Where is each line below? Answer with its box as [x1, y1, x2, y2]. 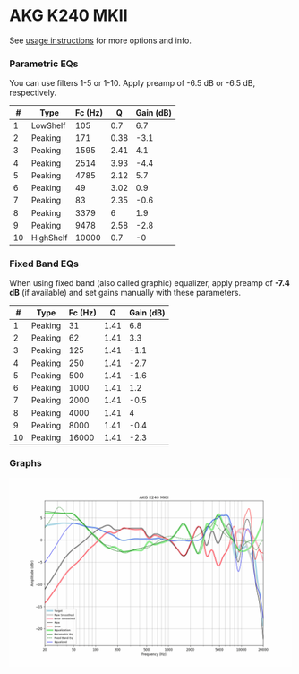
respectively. [9, 87, 56, 99]
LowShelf [30, 120, 66, 131]
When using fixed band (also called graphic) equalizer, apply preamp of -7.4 [9, 278, 291, 289]
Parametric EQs [9, 57, 79, 70]
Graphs [9, 457, 42, 470]
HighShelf [30, 232, 68, 243]
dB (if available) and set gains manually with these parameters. [9, 288, 242, 298]
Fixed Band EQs [9, 257, 79, 270]
